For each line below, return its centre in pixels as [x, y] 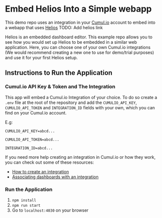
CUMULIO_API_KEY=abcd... [30, 131]
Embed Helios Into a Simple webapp [78, 9]
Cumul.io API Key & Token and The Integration [60, 87]
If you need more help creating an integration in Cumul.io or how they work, [80, 157]
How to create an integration [40, 171]
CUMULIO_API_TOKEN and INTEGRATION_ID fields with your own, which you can [80, 107]
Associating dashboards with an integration [55, 177]
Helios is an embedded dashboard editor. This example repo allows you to [79, 37]
